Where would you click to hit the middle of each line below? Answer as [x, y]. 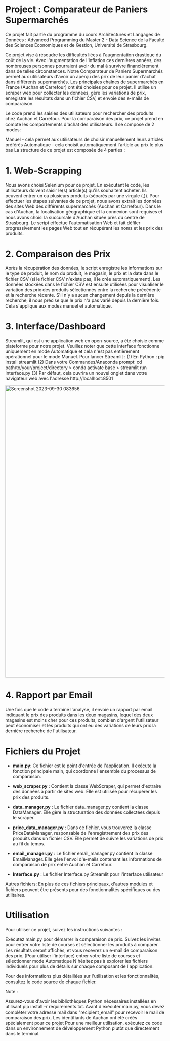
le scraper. [24, 817]
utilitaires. [15, 895]
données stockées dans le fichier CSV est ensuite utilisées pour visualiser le [84, 284]
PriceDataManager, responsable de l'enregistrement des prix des [80, 833]
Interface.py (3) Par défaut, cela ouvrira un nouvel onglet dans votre [76, 373]
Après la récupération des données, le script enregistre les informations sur [84, 268]
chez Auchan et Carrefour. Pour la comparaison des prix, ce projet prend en [84, 118]
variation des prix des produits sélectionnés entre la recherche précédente [83, 289]
